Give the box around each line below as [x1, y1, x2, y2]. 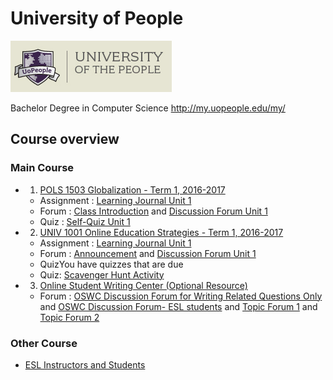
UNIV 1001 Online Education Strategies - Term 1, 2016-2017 [39, 226, 284, 238]
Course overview [10, 131, 120, 148]
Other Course [10, 336, 78, 350]
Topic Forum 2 [39, 311, 100, 323]
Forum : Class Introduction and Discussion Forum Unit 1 [39, 205, 268, 217]
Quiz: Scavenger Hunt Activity [39, 268, 165, 281]
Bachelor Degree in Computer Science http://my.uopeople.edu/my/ [10, 102, 286, 114]
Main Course [10, 161, 75, 175]
